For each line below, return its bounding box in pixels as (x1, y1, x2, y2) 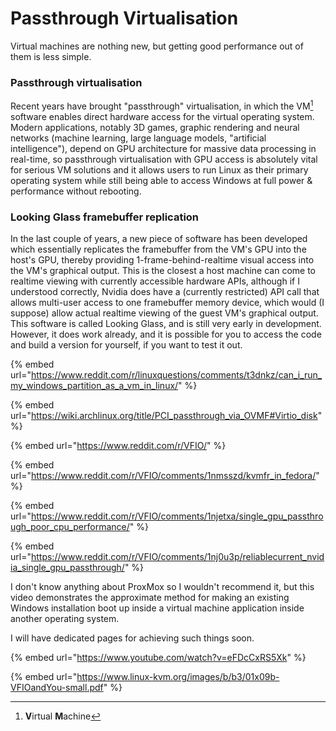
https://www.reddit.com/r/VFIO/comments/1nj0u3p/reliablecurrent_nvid (30, 551, 325, 563)
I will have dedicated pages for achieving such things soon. (10, 632, 255, 644)
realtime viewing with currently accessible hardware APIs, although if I (10, 275, 300, 287)
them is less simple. (10, 50, 92, 62)
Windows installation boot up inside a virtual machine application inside (10, 602, 305, 614)
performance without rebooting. (10, 185, 142, 197)
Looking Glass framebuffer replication (10, 210, 200, 224)
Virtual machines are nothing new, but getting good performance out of (10, 40, 304, 52)
